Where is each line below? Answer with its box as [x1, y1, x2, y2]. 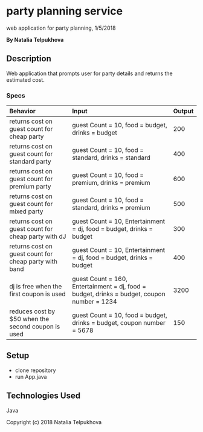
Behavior [9, 107, 36, 116]
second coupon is [9, 322, 60, 331]
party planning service [6, 4, 123, 18]
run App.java [14, 373, 47, 380]
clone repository [14, 367, 56, 374]
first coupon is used [9, 290, 66, 298]
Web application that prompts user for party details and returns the [6, 70, 173, 77]
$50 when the [9, 315, 50, 324]
